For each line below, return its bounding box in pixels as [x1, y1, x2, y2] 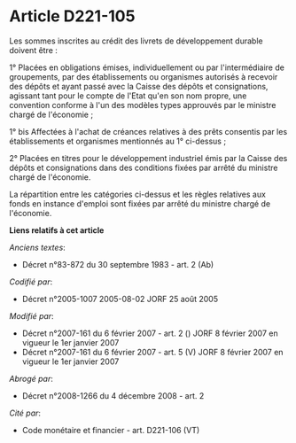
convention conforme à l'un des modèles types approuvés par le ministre [9, 99, 277, 110]
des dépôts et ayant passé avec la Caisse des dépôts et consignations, [9, 81, 269, 91]
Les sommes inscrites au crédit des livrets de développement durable [9, 35, 263, 46]
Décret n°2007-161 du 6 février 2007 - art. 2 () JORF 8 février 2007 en [21, 328, 278, 338]
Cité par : [9, 408, 42, 418]
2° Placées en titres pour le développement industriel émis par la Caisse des [9, 152, 288, 163]
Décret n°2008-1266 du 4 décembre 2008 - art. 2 [21, 390, 205, 400]
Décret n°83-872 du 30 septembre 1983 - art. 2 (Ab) [21, 259, 214, 269]
